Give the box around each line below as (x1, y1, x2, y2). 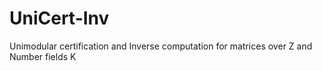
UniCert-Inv (9, 7, 110, 30)
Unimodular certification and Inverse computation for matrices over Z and (9, 40, 313, 52)
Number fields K (9, 50, 77, 62)
